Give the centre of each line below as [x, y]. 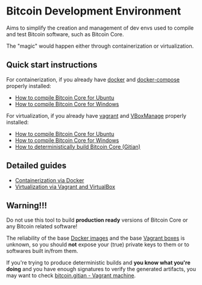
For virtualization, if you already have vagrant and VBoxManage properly [96, 115]
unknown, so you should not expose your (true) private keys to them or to [98, 245]
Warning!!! [27, 206]
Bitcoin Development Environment [94, 11]
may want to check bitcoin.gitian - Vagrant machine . [71, 275]
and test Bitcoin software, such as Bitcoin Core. [65, 34]
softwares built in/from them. [42, 251]
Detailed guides [36, 166]
